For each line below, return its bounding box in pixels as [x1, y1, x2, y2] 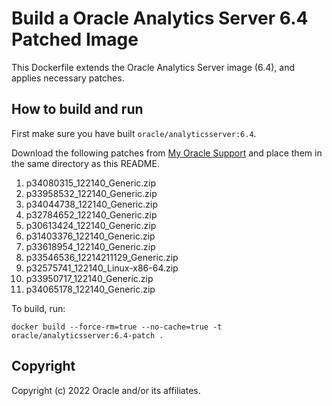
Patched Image [11, 28, 139, 51]
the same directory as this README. [11, 157, 160, 169]
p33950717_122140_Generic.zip [25, 272, 154, 284]
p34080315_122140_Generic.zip [25, 177, 157, 189]
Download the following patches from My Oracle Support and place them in [11, 147, 323, 159]
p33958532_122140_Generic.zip [25, 187, 158, 199]
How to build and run [11, 101, 144, 118]
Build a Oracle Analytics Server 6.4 [11, 7, 309, 30]
